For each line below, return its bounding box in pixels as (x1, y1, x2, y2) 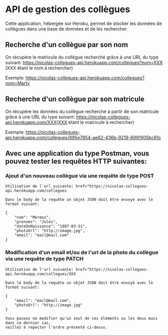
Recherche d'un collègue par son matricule (5, 95, 145, 104)
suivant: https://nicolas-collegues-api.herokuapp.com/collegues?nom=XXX (5, 59, 163, 66)
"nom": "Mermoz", (14, 215, 51, 220)
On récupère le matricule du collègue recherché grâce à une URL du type (5, 54, 159, 60)
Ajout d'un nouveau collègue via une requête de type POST (5, 172, 154, 179)
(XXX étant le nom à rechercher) (5, 65, 73, 71)
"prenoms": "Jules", (14, 220, 58, 225)
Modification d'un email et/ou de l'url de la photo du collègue (5, 249, 159, 256)
